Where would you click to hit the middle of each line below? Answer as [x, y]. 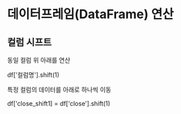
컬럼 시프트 [30, 42]
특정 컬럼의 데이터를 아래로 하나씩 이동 [59, 90]
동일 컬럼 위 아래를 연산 [39, 60]
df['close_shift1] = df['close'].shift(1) [59, 104]
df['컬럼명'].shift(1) [33, 75]
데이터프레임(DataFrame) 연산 [90, 14]
